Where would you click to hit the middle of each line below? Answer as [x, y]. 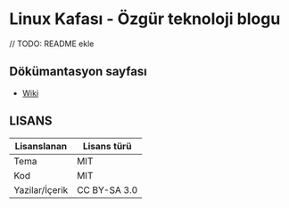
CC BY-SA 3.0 [107, 189]
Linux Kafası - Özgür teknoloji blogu [145, 19]
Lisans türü [107, 146]
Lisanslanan [41, 146]
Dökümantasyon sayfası [78, 72]
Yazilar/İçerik [41, 189]
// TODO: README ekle [52, 44]
